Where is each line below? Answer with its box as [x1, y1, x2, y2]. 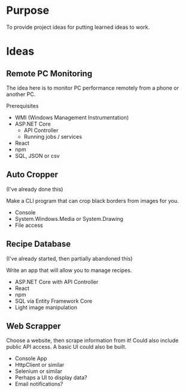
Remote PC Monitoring [6, 68, 93, 79]
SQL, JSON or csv [14, 152, 60, 159]
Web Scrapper [6, 321, 61, 331]
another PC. [6, 91, 36, 98]
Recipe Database [6, 239, 71, 249]
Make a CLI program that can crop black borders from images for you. [6, 197, 179, 204]
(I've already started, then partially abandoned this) [6, 255, 133, 262]
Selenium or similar [14, 367, 63, 375]
